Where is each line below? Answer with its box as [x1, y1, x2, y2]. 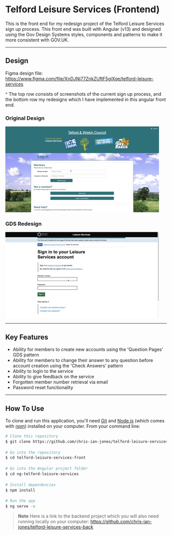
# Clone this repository [5, 434, 58, 439]
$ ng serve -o [5, 504, 36, 509]
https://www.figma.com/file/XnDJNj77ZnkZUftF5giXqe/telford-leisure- [5, 75, 154, 81]
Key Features [5, 333, 49, 341]
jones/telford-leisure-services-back [17, 524, 94, 530]
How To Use [5, 404, 45, 413]
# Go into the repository [5, 450, 60, 455]
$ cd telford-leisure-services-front [5, 455, 86, 460]
